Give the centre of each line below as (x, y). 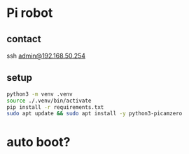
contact (24, 39)
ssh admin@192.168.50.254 (46, 56)
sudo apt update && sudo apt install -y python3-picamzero (94, 114)
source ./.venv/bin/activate (49, 101)
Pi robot (30, 13)
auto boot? (38, 142)
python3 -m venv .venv (40, 94)
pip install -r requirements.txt (55, 107)
